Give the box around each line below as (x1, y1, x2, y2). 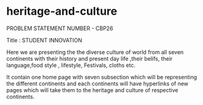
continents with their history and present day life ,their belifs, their (6, 55, 173, 62)
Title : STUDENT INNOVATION (6, 36, 83, 44)
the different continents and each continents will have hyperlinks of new (6, 80, 189, 87)
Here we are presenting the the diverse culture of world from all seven (6, 48, 184, 56)
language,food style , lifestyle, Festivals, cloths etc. (6, 61, 136, 69)
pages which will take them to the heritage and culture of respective (6, 86, 178, 93)
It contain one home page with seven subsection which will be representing (6, 73, 197, 80)
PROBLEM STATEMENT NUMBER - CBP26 (6, 25, 113, 32)
